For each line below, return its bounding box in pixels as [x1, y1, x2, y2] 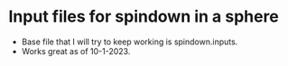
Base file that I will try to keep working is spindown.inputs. [21, 36, 238, 47]
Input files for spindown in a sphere [8, 6, 279, 27]
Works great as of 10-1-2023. [21, 45, 131, 56]
